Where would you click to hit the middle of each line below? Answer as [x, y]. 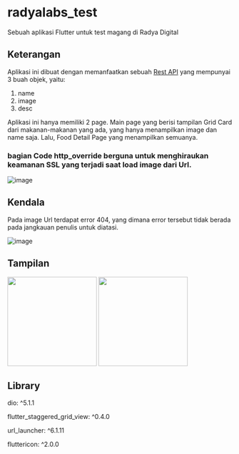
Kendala [26, 203]
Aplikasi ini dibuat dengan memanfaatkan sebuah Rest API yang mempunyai [119, 71]
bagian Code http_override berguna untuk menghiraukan [108, 155]
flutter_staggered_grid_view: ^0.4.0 [59, 417]
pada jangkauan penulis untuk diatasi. [63, 227]
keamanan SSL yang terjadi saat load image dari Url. [100, 165]
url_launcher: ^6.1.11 [36, 430]
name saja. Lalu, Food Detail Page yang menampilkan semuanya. [103, 137]
